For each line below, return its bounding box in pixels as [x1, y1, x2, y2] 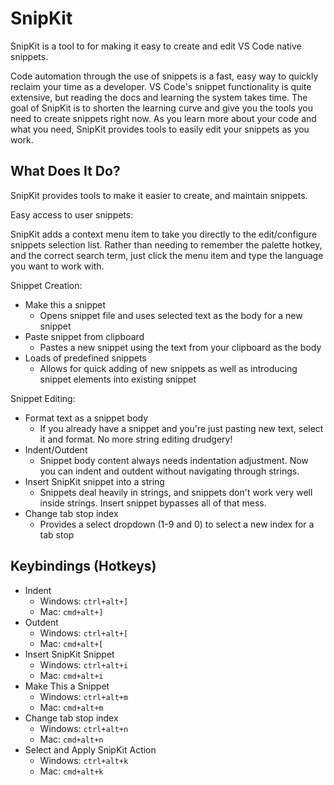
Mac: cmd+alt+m [39, 701, 104, 713]
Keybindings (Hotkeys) [10, 558, 157, 575]
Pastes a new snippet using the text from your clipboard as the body [39, 341, 322, 353]
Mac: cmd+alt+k [39, 765, 104, 777]
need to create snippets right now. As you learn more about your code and [10, 112, 317, 124]
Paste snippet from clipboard [24, 330, 145, 342]
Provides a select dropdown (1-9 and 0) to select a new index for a [39, 518, 315, 530]
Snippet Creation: [10, 279, 83, 291]
